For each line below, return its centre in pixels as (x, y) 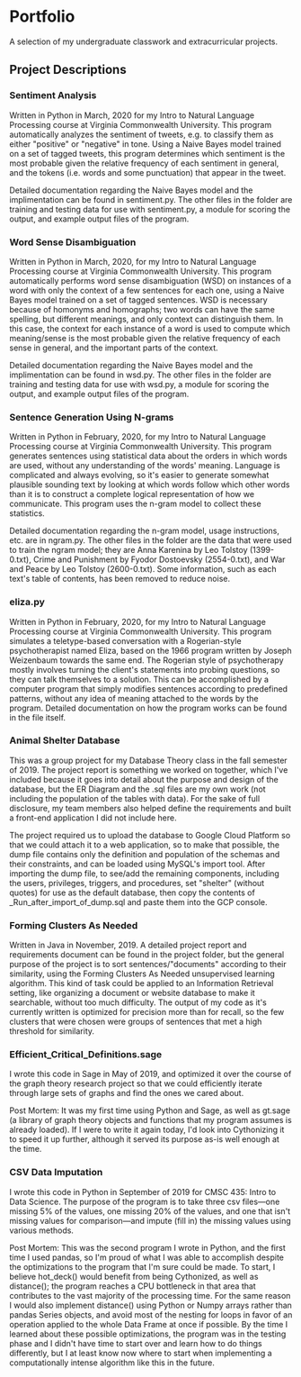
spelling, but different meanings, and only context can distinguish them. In (146, 319)
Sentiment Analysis (53, 95)
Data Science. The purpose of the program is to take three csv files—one (145, 1201)
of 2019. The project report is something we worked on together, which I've (149, 770)
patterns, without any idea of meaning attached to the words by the (134, 698)
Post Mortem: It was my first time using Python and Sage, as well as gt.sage (150, 1110)
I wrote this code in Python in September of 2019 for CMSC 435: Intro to (143, 1191)
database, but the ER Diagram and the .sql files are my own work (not (138, 789)
